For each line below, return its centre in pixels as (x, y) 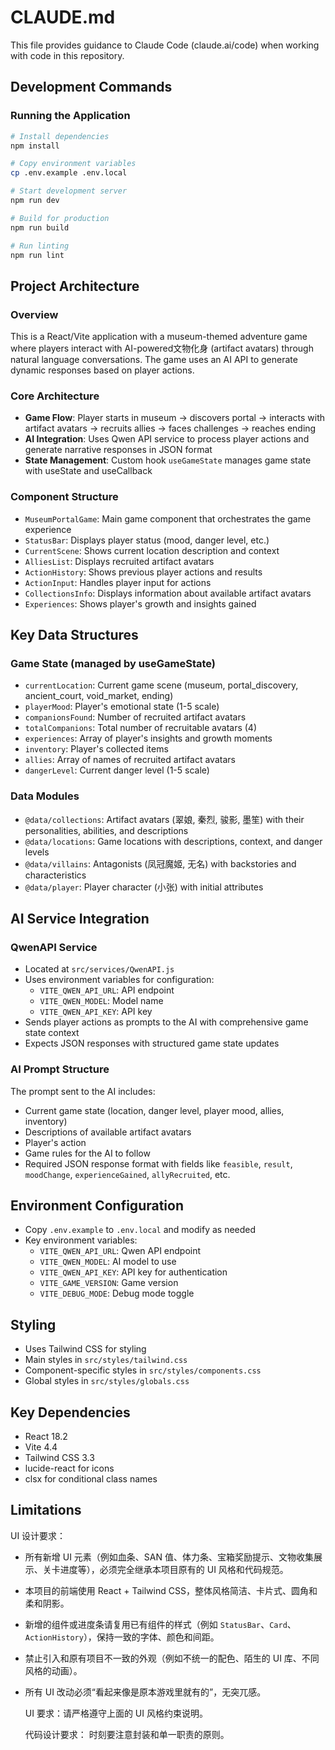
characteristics (55, 875)
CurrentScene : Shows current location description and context (152, 550)
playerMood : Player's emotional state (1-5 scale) (122, 707)
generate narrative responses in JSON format (118, 450)
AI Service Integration (80, 919)
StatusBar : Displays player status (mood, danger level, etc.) (147, 540)
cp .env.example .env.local (69, 173)
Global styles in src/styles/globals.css (107, 1381)
